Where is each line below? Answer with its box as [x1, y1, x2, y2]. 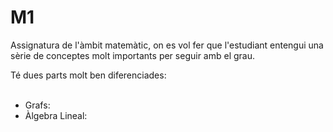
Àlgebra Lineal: [24, 109, 88, 121]
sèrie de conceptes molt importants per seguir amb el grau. [10, 49, 255, 61]
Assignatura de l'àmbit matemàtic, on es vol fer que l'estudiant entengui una [10, 39, 324, 51]
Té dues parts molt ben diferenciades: [10, 69, 167, 81]
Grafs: [24, 99, 51, 111]
